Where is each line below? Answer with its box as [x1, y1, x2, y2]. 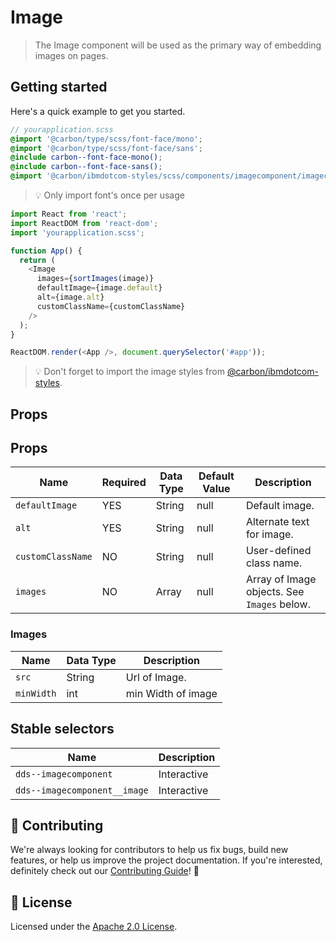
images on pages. [34, 49, 109, 61]
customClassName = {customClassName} [36, 301, 186, 311]
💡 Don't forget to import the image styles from [34, 366, 225, 378]
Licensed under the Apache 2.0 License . [10, 921, 178, 933]
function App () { [10, 246, 83, 256]
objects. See [245, 585, 305, 599]
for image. [245, 527, 294, 541]
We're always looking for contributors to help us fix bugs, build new [10, 844, 289, 856]
